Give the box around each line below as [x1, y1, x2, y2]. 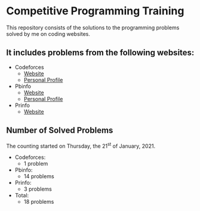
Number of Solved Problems [6, 126, 113, 136]
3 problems [23, 185, 52, 192]
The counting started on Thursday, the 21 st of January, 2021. [6, 141, 156, 149]
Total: [14, 192, 29, 199]
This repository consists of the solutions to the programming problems [6, 24, 180, 31]
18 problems [23, 198, 54, 206]
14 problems [23, 173, 55, 180]
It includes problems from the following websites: [6, 48, 195, 58]
